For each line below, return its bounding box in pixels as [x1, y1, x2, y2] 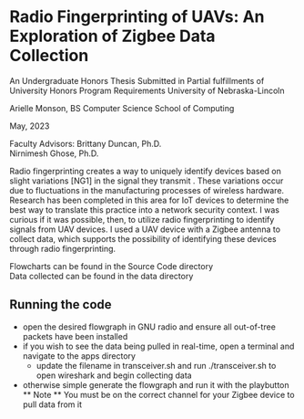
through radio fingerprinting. [9, 243, 117, 254]
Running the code [9, 297, 112, 312]
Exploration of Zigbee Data [9, 26, 216, 47]
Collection [9, 46, 89, 66]
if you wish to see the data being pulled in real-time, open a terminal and [22, 340, 295, 351]
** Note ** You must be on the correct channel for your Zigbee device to [22, 389, 295, 400]
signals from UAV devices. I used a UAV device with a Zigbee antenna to [9, 224, 280, 235]
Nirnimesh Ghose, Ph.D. [9, 148, 99, 159]
